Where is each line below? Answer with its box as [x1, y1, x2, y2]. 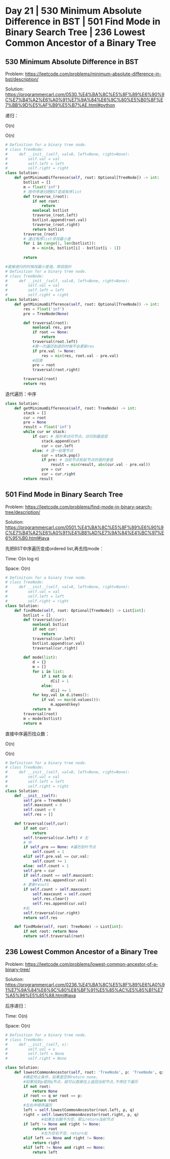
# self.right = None [5, 1056, 67, 1061]
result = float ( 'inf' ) [23, 425, 71, 430]
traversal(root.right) [32, 367, 80, 373]
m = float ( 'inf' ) [23, 185, 60, 190]
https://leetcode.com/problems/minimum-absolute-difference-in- [25, 71, 162, 77]
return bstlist [32, 227, 65, 232]
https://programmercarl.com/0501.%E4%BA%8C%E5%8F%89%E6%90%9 [5, 524, 164, 530]
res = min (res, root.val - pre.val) [41, 353, 119, 359]
